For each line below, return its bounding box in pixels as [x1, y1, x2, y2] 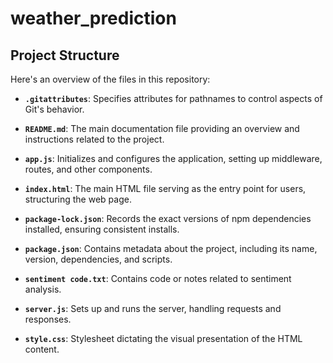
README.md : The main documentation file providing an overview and [24, 123, 300, 134]
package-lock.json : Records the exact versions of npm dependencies [24, 213, 312, 224]
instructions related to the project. [24, 133, 165, 145]
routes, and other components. [24, 163, 153, 175]
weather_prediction [10, 7, 177, 30]
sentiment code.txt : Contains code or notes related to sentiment [24, 273, 292, 284]
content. [24, 343, 60, 355]
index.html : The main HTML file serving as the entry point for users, [24, 183, 307, 194]
